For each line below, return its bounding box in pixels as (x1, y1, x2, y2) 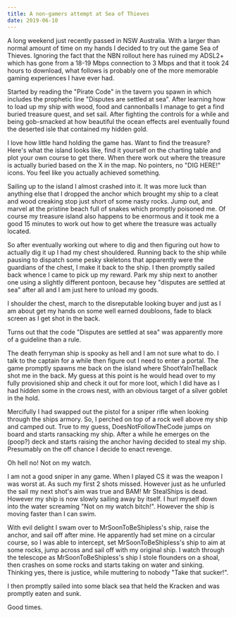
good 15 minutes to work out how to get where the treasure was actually (7, 219, 217, 228)
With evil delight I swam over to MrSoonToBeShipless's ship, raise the (7, 523, 210, 532)
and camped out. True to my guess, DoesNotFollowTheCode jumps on (7, 422, 211, 430)
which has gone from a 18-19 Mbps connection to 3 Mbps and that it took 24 (7, 58, 230, 67)
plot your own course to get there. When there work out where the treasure (7, 153, 225, 162)
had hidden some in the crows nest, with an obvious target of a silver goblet (7, 386, 228, 394)
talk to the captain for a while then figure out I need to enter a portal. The (7, 356, 219, 365)
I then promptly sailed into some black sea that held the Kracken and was (7, 582, 220, 590)
